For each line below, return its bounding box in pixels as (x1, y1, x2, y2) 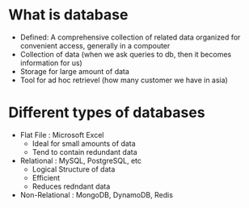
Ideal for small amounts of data (32, 139, 136, 148)
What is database (8, 6, 129, 24)
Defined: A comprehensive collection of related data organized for (19, 32, 241, 42)
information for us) (19, 58, 82, 68)
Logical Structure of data (32, 164, 116, 174)
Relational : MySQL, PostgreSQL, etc (19, 156, 142, 165)
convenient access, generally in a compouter (19, 40, 171, 50)
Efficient (32, 173, 61, 182)
